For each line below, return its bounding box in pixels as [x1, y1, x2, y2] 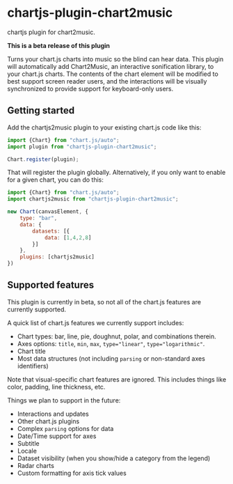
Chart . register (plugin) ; [7, 155, 79, 163]
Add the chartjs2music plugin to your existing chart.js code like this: [7, 123, 202, 132]
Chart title [17, 347, 47, 355]
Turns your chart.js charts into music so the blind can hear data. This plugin [7, 54, 224, 63]
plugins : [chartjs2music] [19, 253, 95, 260]
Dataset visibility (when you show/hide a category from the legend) [17, 454, 211, 462]
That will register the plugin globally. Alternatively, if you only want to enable [7, 169, 226, 177]
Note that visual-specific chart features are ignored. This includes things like [7, 375, 227, 384]
